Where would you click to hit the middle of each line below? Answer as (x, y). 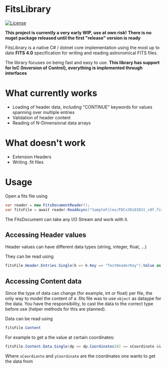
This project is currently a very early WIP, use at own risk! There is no (78, 32)
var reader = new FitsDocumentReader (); (48, 205)
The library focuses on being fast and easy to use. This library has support (83, 62)
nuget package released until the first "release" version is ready (73, 38)
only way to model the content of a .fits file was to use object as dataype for (83, 298)
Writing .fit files (28, 162)
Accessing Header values (46, 235)
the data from (19, 361)
